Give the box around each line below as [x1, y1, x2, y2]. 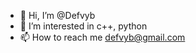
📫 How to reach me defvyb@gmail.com [19, 31, 186, 43]
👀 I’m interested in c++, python [19, 20, 148, 32]
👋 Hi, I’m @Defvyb [19, 10, 96, 21]
